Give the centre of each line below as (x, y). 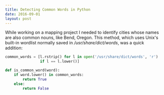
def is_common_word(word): (32, 70)
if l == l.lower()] (60, 61)
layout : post (18, 19)
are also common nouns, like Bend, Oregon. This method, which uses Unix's (82, 38)
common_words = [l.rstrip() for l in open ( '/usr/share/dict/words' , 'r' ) (82, 57)
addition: (14, 48)
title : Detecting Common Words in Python (48, 9)
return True (35, 79)
